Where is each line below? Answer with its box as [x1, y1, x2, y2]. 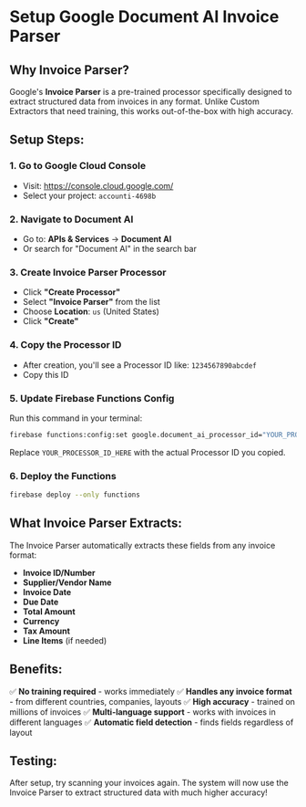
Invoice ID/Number [22, 567, 96, 578]
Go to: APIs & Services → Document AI [22, 233, 172, 244]
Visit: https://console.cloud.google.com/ [22, 180, 174, 191]
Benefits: [9, 662, 63, 677]
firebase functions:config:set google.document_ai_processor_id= [9, 430, 262, 439]
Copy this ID [22, 369, 69, 380]
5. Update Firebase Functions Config [9, 392, 175, 404]
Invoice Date [22, 586, 72, 597]
